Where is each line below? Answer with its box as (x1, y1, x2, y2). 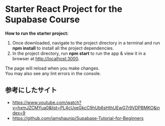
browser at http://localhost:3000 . (12, 55, 80, 61)
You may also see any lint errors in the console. (5, 70, 101, 76)
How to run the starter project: (5, 30, 69, 36)
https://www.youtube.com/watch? (12, 99, 82, 105)
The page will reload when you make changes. (5, 65, 100, 71)
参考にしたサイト (5, 86, 57, 94)
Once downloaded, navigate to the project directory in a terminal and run (12, 40, 160, 45)
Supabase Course (5, 14, 80, 25)
